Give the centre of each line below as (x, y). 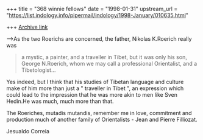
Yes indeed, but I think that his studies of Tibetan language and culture (95, 82)
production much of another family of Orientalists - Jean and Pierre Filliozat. (102, 119)
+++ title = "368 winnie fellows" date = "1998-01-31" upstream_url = (92, 9)
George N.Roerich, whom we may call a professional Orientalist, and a (109, 64)
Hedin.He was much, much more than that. (60, 101)
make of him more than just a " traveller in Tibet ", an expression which (95, 88)
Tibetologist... (38, 70)
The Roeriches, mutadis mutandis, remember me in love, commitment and (99, 113)
